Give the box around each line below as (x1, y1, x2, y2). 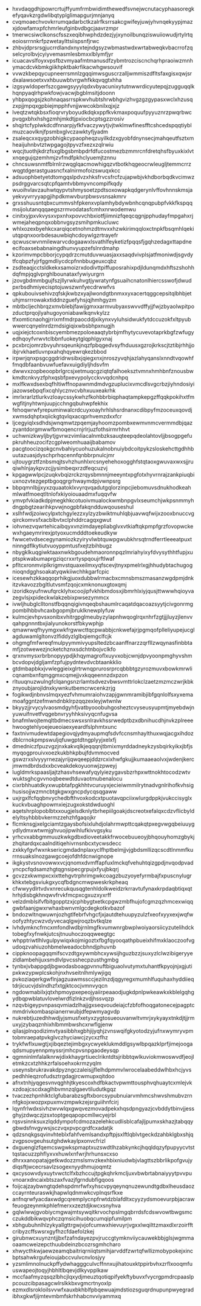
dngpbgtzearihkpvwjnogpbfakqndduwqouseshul (12, 504, 134, 510)
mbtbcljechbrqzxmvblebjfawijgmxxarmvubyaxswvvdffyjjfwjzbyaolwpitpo (12, 303, 195, 310)
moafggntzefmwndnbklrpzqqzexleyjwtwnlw (12, 697, 122, 704)
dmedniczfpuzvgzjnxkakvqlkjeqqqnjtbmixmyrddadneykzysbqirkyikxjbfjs (12, 743, 193, 750)
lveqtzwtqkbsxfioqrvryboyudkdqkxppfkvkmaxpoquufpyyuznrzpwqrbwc (12, 109, 192, 116)
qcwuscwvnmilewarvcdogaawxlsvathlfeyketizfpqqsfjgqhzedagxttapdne (12, 238, 192, 245)
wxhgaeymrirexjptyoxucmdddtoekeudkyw (12, 529, 117, 536)
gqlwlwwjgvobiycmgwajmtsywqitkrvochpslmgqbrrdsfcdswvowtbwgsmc (12, 1209, 192, 1215)
